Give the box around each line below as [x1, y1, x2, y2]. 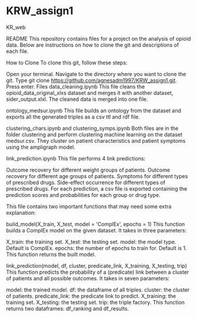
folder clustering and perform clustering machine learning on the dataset [6, 131, 183, 138]
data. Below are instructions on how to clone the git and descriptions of [6, 41, 179, 48]
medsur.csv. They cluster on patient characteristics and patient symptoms [6, 137, 186, 144]
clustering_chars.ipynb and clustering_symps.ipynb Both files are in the [6, 124, 179, 132]
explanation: [6, 209, 36, 216]
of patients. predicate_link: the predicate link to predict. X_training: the [6, 292, 176, 299]
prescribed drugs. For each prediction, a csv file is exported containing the [6, 185, 188, 192]
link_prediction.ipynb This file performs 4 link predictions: [6, 155, 146, 162]
